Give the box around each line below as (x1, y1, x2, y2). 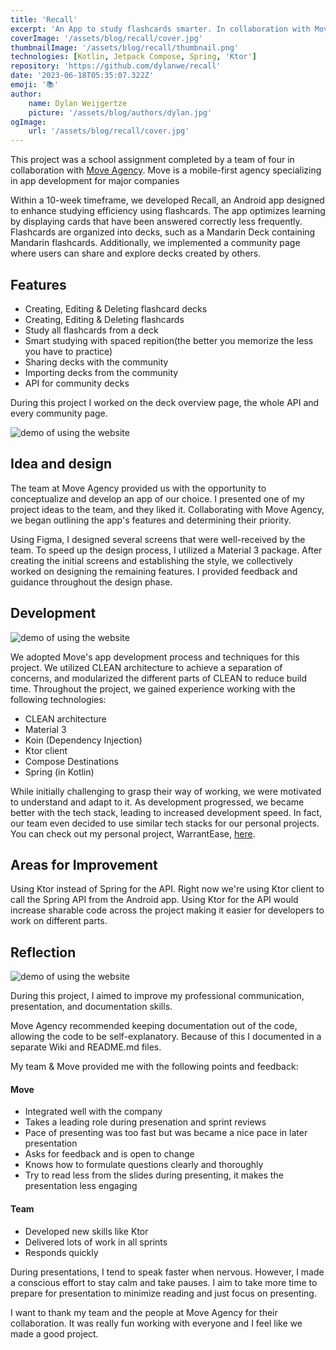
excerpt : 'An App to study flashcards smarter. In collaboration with (10, 24, 311, 34)
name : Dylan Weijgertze (28, 98, 128, 108)
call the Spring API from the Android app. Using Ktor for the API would (10, 894, 299, 906)
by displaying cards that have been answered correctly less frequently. (10, 216, 303, 228)
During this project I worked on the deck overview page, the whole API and (10, 396, 320, 408)
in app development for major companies (10, 175, 180, 187)
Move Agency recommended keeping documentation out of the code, (10, 1020, 298, 1032)
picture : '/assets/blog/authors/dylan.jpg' (28, 107, 213, 118)
